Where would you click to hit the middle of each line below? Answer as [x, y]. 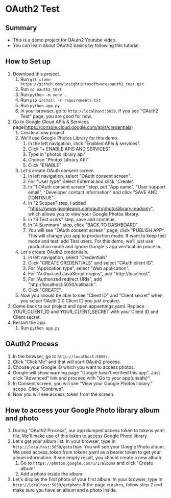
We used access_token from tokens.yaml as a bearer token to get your [87, 452]
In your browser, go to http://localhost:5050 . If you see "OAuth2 [89, 111]
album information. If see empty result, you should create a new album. [88, 458]
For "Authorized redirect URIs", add [65, 279]
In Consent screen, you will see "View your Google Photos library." [83, 383]
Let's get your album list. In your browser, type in [64, 441]
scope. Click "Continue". [39, 389]
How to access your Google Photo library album [82, 410]
